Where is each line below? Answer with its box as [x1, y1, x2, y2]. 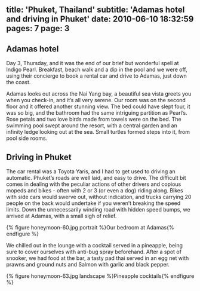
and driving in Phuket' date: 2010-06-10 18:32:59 [6, 14, 194, 24]
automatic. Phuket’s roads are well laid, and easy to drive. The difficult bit [6, 174, 186, 182]
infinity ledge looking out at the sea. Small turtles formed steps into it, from [6, 128, 190, 136]
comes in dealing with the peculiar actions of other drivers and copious [6, 180, 181, 188]
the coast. [6, 79, 31, 86]
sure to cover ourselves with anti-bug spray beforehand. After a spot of [6, 248, 182, 256]
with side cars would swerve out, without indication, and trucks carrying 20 [6, 194, 192, 201]
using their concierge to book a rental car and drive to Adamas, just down [6, 72, 187, 79]
